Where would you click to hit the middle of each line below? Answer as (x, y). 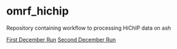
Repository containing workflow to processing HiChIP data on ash (89, 28)
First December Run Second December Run (61, 39)
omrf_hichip (37, 11)
